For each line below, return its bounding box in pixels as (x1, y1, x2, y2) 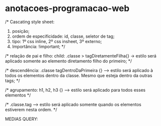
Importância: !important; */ (12, 43, 65, 49)
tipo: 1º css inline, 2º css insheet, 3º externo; (12, 38, 102, 44)
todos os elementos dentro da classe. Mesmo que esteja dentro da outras (5, 72, 153, 78)
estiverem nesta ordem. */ (5, 107, 57, 112)
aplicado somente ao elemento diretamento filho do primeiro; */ (5, 58, 132, 64)
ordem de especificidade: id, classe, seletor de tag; (12, 33, 115, 39)
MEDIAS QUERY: (5, 116, 38, 122)
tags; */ (5, 78, 20, 84)
